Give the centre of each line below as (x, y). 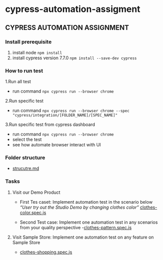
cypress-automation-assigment (73, 9)
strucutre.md (26, 168)
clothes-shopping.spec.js (46, 252)
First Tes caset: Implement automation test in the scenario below (86, 202)
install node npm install (37, 52)
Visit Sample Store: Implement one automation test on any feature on (83, 237)
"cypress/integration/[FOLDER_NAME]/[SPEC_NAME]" (65, 116)
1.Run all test (18, 82)
